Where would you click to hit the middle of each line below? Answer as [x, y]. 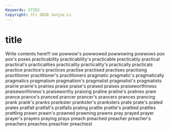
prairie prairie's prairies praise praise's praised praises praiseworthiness [81, 86]
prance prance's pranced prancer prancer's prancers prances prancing [80, 97]
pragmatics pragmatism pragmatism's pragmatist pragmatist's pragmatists [83, 81]
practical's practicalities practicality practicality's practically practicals [79, 64]
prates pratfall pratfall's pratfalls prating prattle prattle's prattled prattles [81, 108]
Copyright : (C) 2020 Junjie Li [38, 15]
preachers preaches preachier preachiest [49, 124]
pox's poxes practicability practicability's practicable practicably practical [83, 59]
